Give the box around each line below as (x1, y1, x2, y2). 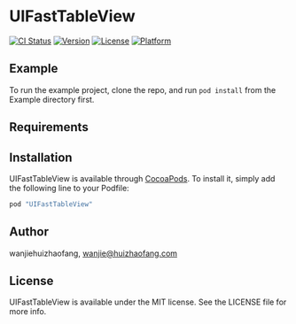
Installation (9, 150, 73, 165)
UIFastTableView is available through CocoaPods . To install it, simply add (9, 173, 276, 183)
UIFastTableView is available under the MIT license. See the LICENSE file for (9, 297, 287, 307)
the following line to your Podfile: (9, 182, 130, 193)
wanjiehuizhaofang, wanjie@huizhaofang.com (9, 248, 178, 258)
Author (9, 224, 49, 240)
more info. (9, 306, 47, 317)
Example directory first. (9, 94, 95, 104)
